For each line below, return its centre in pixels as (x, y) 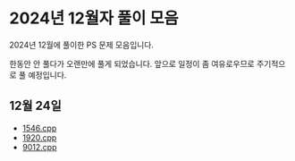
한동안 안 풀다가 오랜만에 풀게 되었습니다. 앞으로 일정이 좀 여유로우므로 (132, 64)
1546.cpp (39, 128)
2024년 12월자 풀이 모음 (94, 18)
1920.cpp (39, 137)
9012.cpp (39, 147)
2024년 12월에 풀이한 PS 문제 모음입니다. (82, 45)
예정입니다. (47, 75)
